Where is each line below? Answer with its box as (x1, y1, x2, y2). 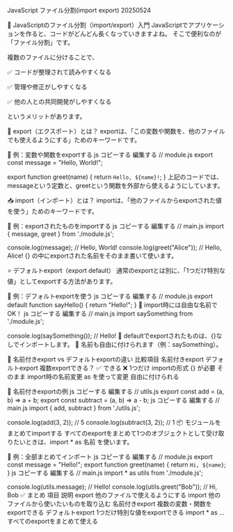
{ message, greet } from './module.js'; (7, 230, 115, 238)
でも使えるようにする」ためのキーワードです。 (7, 136, 141, 144)
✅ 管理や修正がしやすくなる (7, 83, 88, 91)
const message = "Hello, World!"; (7, 159, 103, 166)
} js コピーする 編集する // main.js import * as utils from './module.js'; (7, 469, 204, 477)
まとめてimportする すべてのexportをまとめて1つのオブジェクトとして (7, 429, 207, 437)
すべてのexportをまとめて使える (7, 517, 99, 525)
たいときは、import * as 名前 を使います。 (13, 438, 134, 446)
